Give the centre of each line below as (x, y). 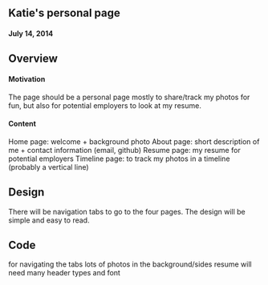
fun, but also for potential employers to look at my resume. (105, 105)
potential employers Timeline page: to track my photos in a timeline (119, 159)
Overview (33, 59)
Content (22, 124)
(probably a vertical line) (49, 167)
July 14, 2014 (31, 33)
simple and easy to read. (49, 220)
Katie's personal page (64, 13)
